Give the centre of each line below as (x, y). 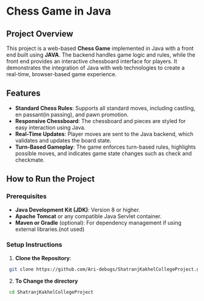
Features (23, 94)
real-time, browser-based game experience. (62, 74)
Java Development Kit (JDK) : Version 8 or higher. (78, 210)
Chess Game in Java (59, 11)
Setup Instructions (34, 245)
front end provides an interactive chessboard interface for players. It (92, 61)
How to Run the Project (51, 179)
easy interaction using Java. (50, 127)
